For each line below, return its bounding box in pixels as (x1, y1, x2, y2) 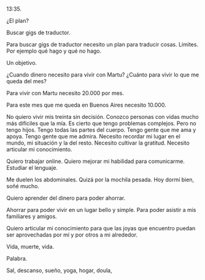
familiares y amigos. (6, 213, 57, 220)
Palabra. (6, 255, 28, 262)
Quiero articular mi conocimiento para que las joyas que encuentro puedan (6, 225, 196, 232)
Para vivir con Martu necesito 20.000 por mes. (6, 89, 125, 97)
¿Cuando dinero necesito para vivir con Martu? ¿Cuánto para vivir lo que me (6, 71, 199, 78)
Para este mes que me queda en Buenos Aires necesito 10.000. (6, 101, 167, 108)
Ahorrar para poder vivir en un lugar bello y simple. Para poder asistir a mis (6, 206, 196, 213)
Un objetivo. (6, 59, 37, 66)
